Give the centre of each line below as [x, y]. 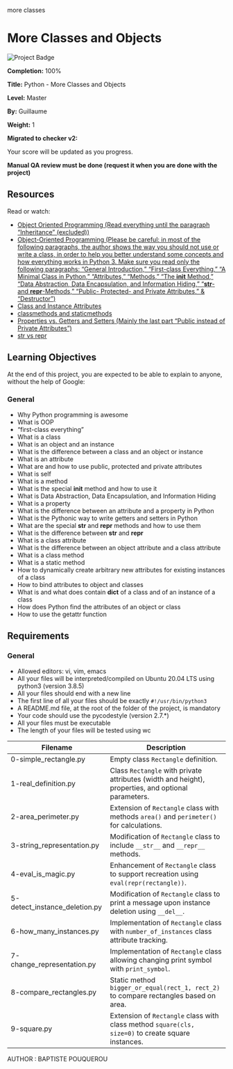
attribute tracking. [139, 940]
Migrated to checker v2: [43, 138]
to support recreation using [154, 874]
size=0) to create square [150, 1033]
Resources [31, 194]
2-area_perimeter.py [45, 817]
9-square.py [32, 1029]
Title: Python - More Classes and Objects [67, 84]
